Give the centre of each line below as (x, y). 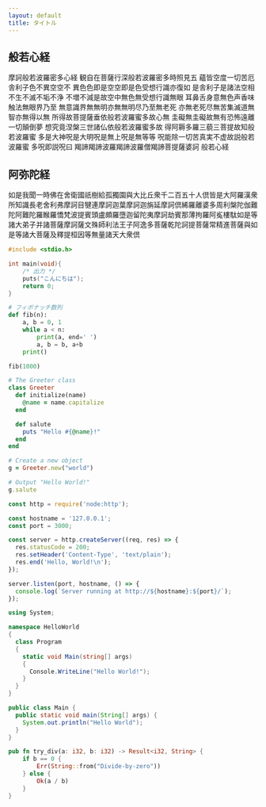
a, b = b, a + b (60, 344)
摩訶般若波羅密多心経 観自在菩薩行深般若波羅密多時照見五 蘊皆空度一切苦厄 (131, 78)
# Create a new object (46, 461)
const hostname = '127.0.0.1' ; (60, 518)
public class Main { (42, 708)
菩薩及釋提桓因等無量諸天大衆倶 (87, 235)
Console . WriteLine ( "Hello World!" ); (89, 671)
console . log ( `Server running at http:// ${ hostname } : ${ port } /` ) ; (123, 591)
